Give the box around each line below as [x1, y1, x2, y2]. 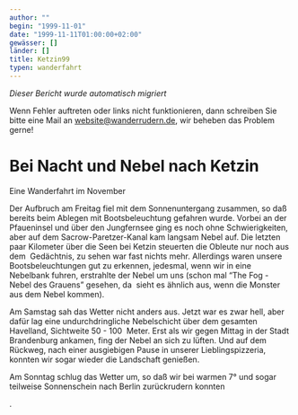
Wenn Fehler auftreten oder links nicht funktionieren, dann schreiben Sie [9, 105, 277, 116]
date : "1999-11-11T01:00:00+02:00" [9, 30, 143, 39]
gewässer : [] [9, 38, 58, 48]
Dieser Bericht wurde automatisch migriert [9, 87, 167, 99]
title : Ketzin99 [9, 55, 70, 64]
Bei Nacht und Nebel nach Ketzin [9, 156, 259, 176]
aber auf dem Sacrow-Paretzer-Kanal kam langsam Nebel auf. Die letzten [9, 231, 281, 243]
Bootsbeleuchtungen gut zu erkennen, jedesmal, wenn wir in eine [9, 260, 251, 270]
